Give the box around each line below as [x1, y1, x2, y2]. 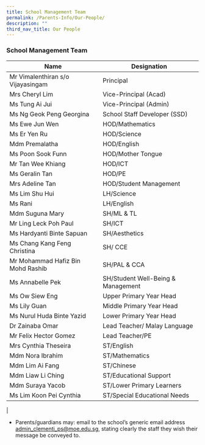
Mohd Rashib [9, 264, 48, 273]
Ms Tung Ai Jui [9, 100, 52, 108]
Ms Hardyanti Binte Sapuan [9, 229, 87, 237]
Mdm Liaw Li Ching [9, 371, 65, 380]
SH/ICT [103, 219, 124, 227]
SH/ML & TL [103, 209, 137, 218]
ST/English [103, 341, 134, 350]
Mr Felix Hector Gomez [9, 331, 76, 340]
